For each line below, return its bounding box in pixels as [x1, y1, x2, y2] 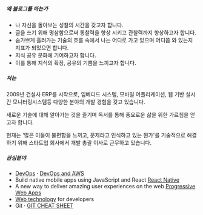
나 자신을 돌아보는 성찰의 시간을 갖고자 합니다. [15, 21, 124, 28]
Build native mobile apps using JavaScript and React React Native [15, 176, 180, 184]
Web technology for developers [15, 195, 95, 202]
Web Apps [15, 189, 41, 196]
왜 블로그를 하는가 [6, 5, 48, 12]
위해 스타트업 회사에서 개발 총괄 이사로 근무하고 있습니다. [17, 139, 152, 146]
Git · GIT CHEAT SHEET [15, 202, 74, 209]
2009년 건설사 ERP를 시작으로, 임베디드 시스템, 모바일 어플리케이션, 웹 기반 [6, 90, 185, 98]
